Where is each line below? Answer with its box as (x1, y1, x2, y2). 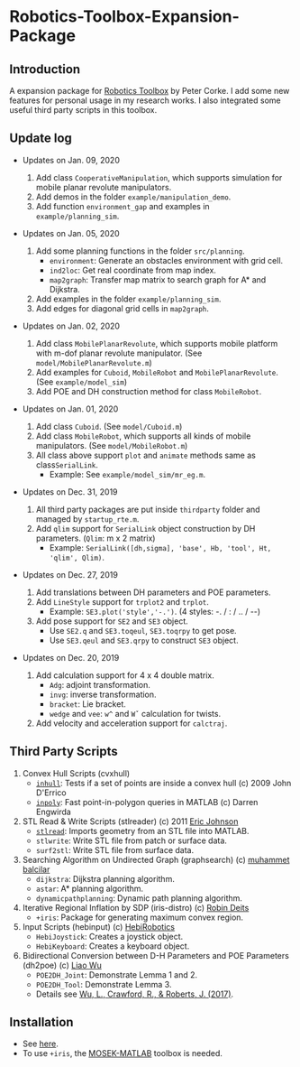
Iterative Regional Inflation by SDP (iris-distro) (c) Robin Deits (22, 902, 250, 913)
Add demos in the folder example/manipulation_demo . (35, 191, 232, 202)
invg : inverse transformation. (49, 689, 157, 700)
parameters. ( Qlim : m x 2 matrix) (35, 533, 156, 543)
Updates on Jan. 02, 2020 (22, 320, 120, 331)
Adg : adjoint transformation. (49, 679, 151, 690)
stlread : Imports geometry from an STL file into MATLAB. (35, 825, 250, 836)
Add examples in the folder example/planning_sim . (35, 293, 222, 304)
